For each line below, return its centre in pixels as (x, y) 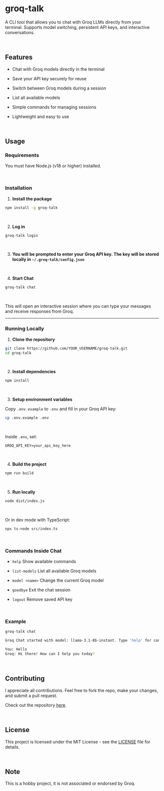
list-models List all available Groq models (54, 571)
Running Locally (25, 329)
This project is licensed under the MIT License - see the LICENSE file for (78, 742)
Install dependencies (34, 372)
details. (12, 747)
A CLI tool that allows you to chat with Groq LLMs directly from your (73, 22)
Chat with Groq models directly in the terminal (58, 69)
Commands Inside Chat (33, 551)
